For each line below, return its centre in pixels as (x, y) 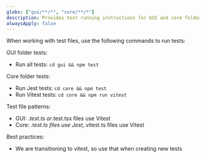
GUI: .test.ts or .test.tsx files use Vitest (63, 118)
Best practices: (25, 137)
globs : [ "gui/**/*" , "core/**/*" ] (51, 12)
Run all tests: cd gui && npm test (57, 64)
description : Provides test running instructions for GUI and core (94, 18)
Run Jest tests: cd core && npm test (61, 88)
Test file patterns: (29, 107)
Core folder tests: (29, 77)
